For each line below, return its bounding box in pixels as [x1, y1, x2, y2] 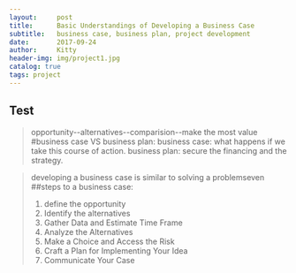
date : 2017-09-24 [9, 37, 97, 47]
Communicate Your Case [43, 254, 135, 265]
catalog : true [9, 63, 62, 72]
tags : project [9, 71, 62, 80]
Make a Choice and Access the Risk [43, 236, 175, 246]
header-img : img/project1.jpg [9, 54, 121, 63]
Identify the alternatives [43, 208, 131, 218]
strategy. [30, 155, 64, 165]
